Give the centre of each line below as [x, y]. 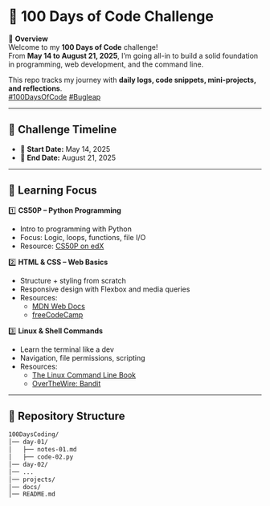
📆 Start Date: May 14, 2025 [65, 149]
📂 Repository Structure [67, 416]
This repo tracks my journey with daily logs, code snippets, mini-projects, [132, 80]
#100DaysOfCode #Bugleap [55, 96]
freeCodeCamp [57, 314]
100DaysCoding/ [34, 435]
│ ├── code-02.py [41, 457]
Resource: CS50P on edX [62, 246]
